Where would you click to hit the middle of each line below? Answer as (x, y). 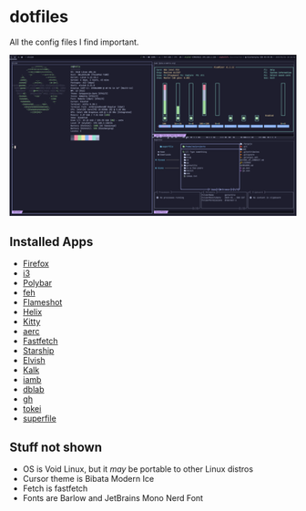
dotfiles (39, 17)
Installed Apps (51, 242)
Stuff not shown (56, 447)
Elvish (34, 361)
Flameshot (42, 302)
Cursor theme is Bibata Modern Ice (88, 479)
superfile (39, 419)
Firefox (36, 264)
